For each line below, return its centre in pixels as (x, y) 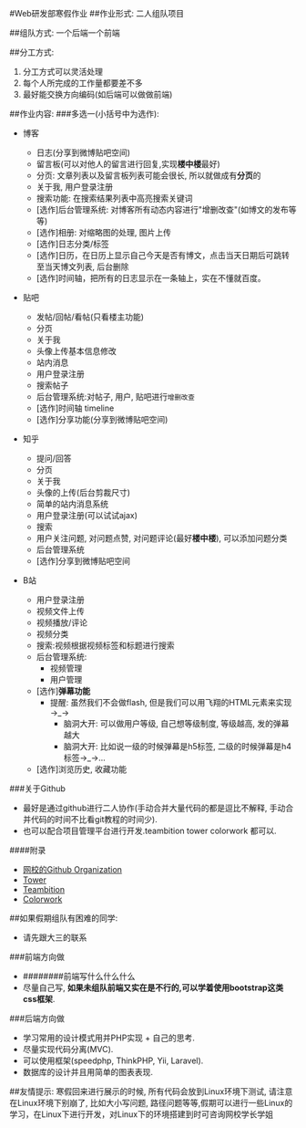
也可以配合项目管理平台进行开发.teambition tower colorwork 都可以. (149, 830)
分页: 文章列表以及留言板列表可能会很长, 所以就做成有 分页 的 (148, 175)
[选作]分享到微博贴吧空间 (83, 561)
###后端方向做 (37, 1018)
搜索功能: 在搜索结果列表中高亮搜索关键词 (114, 198)
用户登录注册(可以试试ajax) (87, 515)
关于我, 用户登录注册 (75, 187)
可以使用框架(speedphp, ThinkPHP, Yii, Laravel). (113, 1060)
